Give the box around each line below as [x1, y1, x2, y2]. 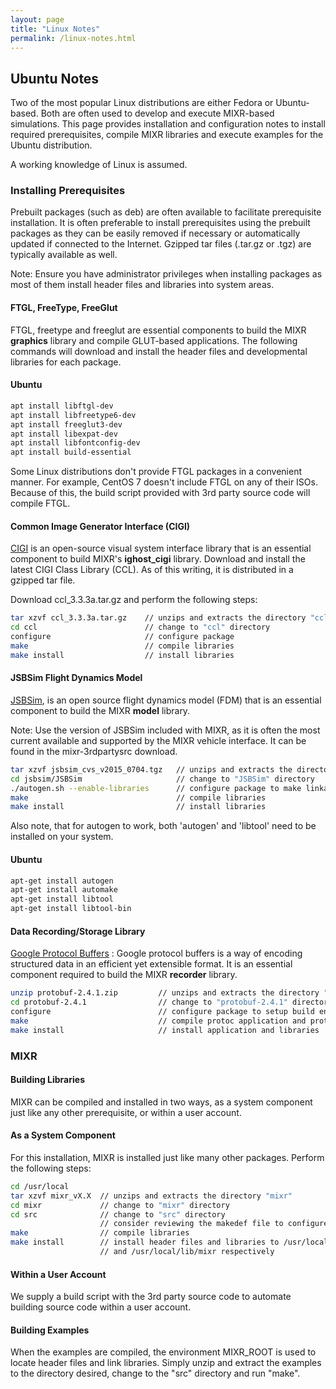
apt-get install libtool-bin [10, 904, 132, 914]
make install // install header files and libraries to [10, 1237, 280, 1248]
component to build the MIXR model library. [10, 704, 191, 716]
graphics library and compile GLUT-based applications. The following [10, 334, 298, 346]
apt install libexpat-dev [10, 429, 118, 439]
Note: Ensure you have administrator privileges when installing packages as [10, 268, 323, 280]
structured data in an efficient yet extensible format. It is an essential [10, 958, 293, 970]
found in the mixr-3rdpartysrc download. [10, 745, 178, 757]
